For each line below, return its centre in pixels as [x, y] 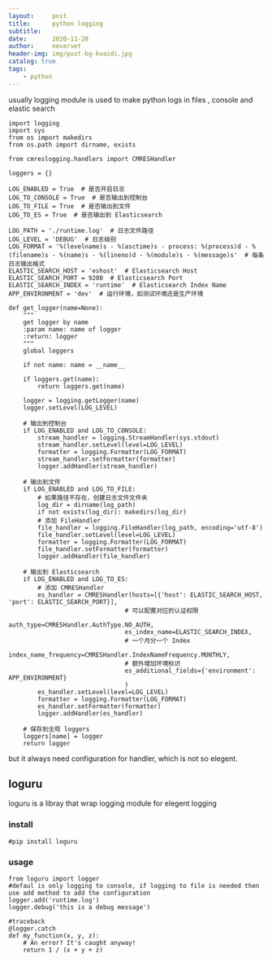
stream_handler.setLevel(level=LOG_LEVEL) [110, 444]
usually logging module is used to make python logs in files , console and [131, 99]
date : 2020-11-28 [49, 39]
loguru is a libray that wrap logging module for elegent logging [113, 803]
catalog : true [32, 62]
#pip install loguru [43, 842]
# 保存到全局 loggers [56, 729]
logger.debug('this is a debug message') [80, 907]
